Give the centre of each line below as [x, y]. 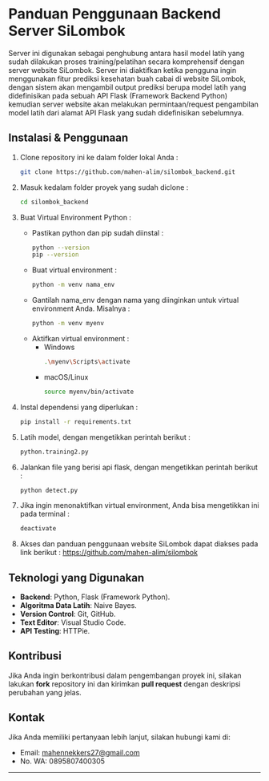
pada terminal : [44, 514]
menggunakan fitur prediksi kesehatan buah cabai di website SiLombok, [127, 79]
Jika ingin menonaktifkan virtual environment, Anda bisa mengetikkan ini [139, 505]
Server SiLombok [67, 31]
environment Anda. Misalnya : [81, 308]
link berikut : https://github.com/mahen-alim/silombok [109, 553]
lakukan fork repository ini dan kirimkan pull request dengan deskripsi [124, 684]
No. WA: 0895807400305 [62, 761]
